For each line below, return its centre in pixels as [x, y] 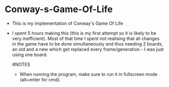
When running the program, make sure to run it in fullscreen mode [89, 74]
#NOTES [21, 64]
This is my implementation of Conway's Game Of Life [68, 23]
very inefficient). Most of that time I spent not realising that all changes [86, 38]
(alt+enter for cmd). [40, 79]
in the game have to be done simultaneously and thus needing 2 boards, [87, 43]
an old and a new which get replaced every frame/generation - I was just [88, 49]
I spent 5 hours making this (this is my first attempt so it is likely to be [84, 33]
